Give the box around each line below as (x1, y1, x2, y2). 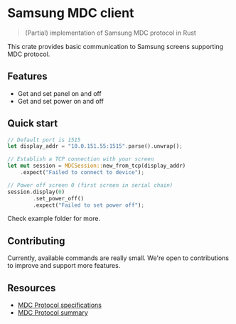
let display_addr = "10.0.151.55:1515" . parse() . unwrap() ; (7, 143, 183, 150)
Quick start (7, 117, 58, 129)
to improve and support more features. (7, 261, 121, 270)
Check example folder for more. (7, 215, 101, 223)
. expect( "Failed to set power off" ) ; (33, 201, 144, 209)
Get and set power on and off (17, 97, 104, 105)
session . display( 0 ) (7, 188, 65, 195)
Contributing (7, 234, 65, 247)
